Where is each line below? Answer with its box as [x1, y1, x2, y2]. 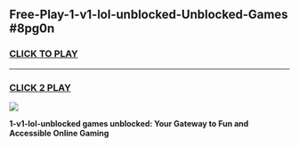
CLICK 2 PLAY [9, 81, 71, 94]
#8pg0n [9, 21, 55, 37]
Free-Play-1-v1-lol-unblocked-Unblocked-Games [9, 7, 288, 22]
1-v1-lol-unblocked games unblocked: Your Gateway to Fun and [9, 118, 249, 128]
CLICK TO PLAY [9, 48, 78, 61]
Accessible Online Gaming [9, 127, 109, 138]
